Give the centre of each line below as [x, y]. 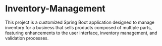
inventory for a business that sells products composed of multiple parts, [79, 27]
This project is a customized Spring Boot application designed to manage [80, 22]
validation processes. [27, 38]
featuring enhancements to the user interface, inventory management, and [81, 33]
